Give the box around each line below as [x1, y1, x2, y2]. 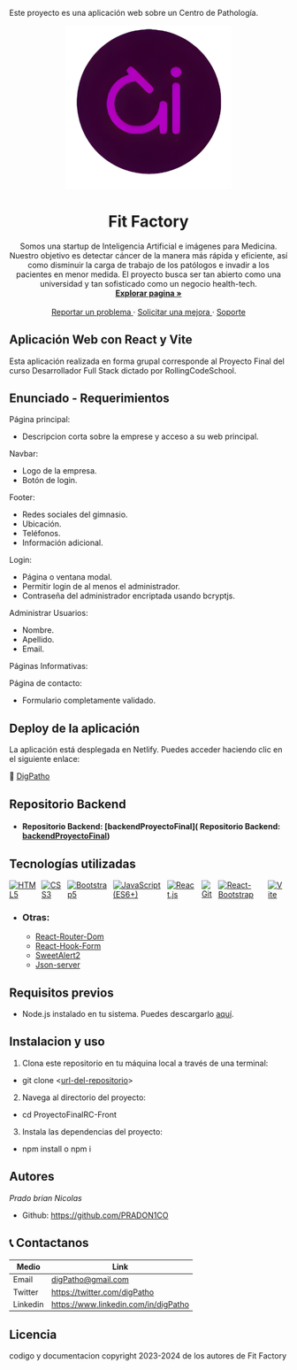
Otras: [21, 911, 50, 923]
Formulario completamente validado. [21, 695, 156, 706]
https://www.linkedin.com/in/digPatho [51, 1298, 190, 1309]
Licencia [9, 1327, 57, 1342]
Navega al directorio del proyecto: [21, 1092, 146, 1103]
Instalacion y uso [9, 1035, 105, 1050]
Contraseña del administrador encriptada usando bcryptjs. [21, 590, 236, 601]
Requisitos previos [9, 985, 114, 1000]
